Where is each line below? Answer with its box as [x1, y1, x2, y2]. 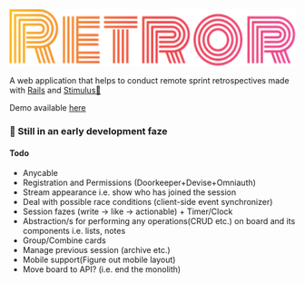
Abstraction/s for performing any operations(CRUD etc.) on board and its [22, 216, 296, 227]
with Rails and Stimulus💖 [9, 85, 102, 95]
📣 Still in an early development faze [9, 124, 168, 137]
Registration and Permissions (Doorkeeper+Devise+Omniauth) [22, 177, 257, 189]
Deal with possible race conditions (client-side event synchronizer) [22, 197, 273, 208]
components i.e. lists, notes [22, 226, 126, 237]
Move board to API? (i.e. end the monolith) [22, 264, 182, 275]
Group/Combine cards [22, 235, 106, 246]
